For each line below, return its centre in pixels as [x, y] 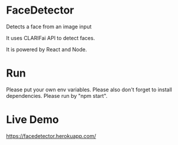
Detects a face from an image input [49, 27]
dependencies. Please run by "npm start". [57, 95]
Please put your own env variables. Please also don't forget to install [89, 90]
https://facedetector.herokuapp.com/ [51, 136]
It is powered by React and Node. [47, 49]
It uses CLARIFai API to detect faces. [51, 38]
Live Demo [32, 120]
